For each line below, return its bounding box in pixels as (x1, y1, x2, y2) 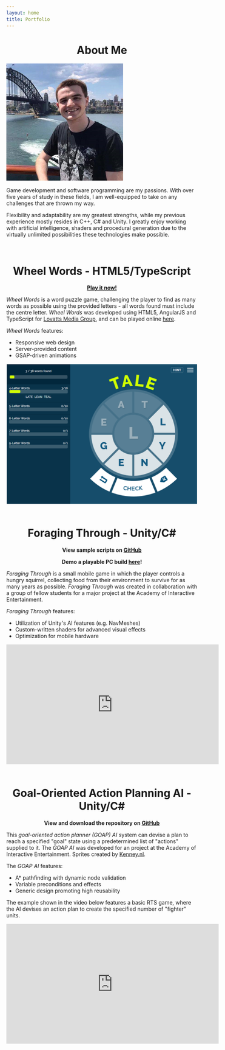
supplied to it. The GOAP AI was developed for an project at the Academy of (6, 844, 196, 851)
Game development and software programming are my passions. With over (6, 187, 194, 194)
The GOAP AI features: (6, 862, 63, 869)
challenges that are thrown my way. (6, 200, 95, 207)
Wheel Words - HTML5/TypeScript (13, 264, 191, 278)
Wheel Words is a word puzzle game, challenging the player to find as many (6, 296, 196, 304)
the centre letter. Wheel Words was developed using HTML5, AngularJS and (6, 309, 196, 316)
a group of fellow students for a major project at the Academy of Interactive (6, 589, 195, 596)
